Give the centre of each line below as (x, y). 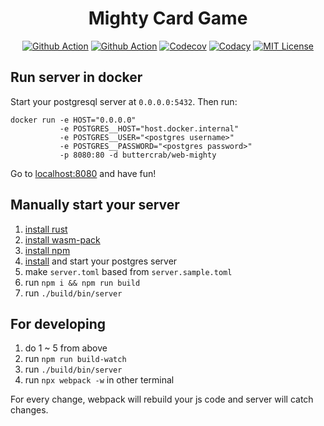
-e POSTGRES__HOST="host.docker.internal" (149, 128)
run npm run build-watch (75, 359)
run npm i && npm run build (82, 282)
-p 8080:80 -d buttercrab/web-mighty (138, 155)
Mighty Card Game (168, 18)
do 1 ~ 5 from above (66, 348)
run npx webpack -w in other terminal (99, 380)
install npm (47, 250)
